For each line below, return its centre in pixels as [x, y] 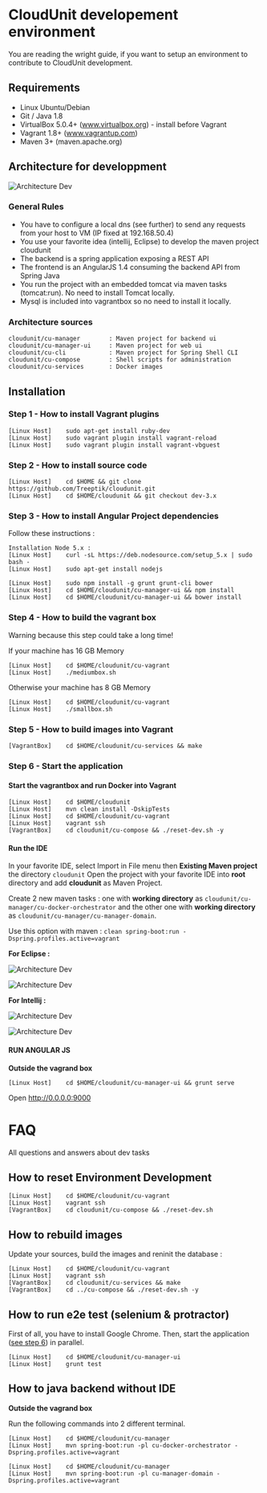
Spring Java [40, 276]
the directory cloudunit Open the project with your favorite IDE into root [127, 874]
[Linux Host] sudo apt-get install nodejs [85, 569]
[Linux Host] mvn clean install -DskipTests [89, 809]
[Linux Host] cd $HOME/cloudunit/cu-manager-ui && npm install [121, 591]
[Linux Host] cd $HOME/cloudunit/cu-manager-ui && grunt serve [121, 1082]
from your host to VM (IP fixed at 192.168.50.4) [97, 233]
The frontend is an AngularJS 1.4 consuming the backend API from [130, 267]
